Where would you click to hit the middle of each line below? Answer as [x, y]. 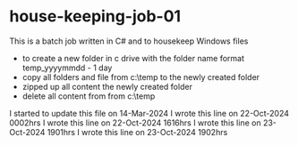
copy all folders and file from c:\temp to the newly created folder [141, 77]
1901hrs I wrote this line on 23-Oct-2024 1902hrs [137, 132]
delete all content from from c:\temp [89, 96]
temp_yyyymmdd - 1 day [67, 68]
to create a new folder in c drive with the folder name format [133, 58]
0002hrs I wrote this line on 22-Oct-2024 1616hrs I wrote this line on [135, 123]
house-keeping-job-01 [95, 16]
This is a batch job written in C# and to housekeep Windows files [129, 41]
